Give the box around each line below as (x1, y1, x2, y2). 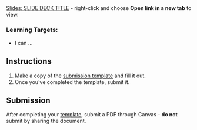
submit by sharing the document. (6, 118, 86, 125)
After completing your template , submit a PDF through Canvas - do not (6, 111, 178, 118)
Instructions (6, 56, 52, 67)
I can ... (14, 39, 33, 46)
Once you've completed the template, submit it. (14, 78, 130, 85)
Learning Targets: (6, 26, 58, 34)
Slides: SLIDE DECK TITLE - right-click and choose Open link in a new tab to (6, 5, 192, 12)
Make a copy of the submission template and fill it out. (14, 72, 146, 79)
